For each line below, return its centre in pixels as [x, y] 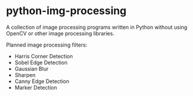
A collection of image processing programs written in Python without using [97, 27]
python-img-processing [66, 11]
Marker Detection [36, 87]
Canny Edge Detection [42, 81]
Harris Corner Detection [44, 56]
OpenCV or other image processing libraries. [60, 33]
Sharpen [25, 75]
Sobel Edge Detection [41, 62]
